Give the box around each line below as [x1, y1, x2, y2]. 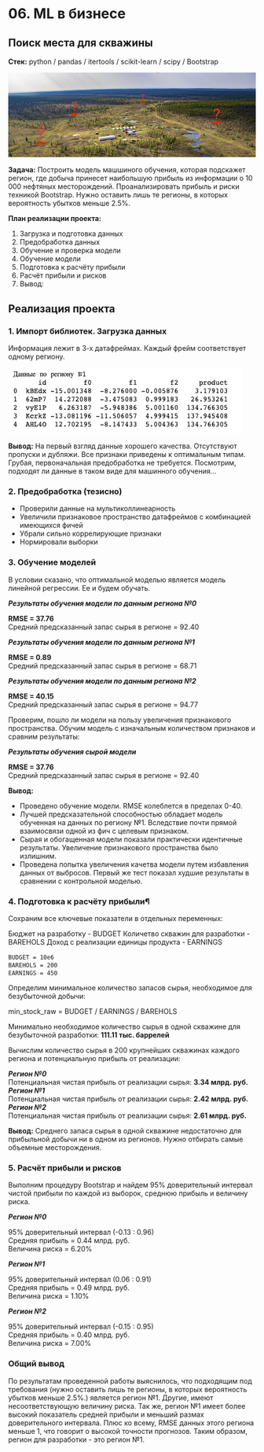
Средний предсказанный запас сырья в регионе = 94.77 [8, 699, 199, 709]
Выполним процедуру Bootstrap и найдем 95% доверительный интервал [8, 1181, 253, 1190]
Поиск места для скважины [8, 36, 153, 50]
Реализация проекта [8, 302, 115, 315]
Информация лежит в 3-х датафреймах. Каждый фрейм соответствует [8, 344, 247, 353]
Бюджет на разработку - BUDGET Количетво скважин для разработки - [8, 929, 250, 938]
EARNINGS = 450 [8, 969, 58, 977]
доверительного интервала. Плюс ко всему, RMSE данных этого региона [8, 1417, 255, 1428]
